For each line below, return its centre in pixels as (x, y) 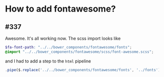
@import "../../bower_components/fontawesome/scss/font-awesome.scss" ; (79, 52)
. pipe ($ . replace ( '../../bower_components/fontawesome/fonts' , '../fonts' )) (84, 70)
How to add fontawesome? (61, 9)
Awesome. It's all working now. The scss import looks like (63, 38)
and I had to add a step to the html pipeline (48, 61)
